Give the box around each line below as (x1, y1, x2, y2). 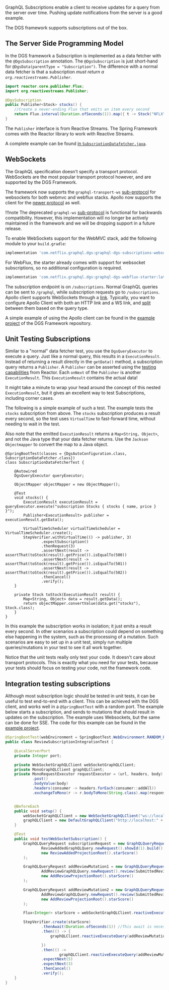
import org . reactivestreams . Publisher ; (5, 88, 89, 94)
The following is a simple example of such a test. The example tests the (5, 405, 153, 411)
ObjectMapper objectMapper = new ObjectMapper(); (14, 482, 121, 487)
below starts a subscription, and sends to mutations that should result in (5, 709, 155, 715)
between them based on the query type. (5, 305, 89, 311)
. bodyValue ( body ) (32, 781, 69, 786)
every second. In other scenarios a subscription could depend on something (5, 628, 163, 634)
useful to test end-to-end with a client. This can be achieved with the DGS (5, 698, 159, 704)
